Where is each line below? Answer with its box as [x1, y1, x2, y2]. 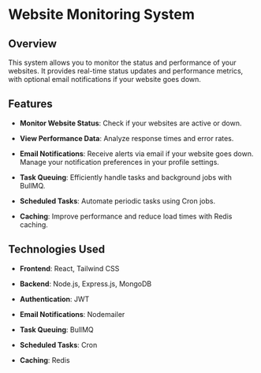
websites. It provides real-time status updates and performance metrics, [8, 66, 244, 76]
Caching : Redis [19, 355, 70, 364]
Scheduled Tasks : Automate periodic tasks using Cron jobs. [19, 196, 215, 206]
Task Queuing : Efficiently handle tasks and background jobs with [19, 172, 233, 182]
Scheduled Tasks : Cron [19, 340, 98, 349]
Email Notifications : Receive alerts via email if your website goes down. [19, 148, 254, 159]
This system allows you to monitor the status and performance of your [8, 58, 237, 67]
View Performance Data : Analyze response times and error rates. [19, 133, 234, 143]
